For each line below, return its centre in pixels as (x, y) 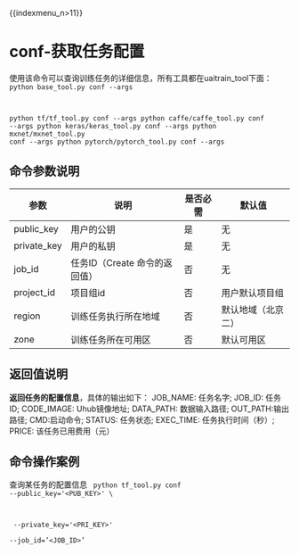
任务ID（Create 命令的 (117, 262)
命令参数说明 (44, 172)
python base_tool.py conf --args (71, 87)
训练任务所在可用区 (111, 340)
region (27, 316)
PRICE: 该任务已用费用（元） (62, 431)
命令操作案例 (44, 462)
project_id (35, 292)
